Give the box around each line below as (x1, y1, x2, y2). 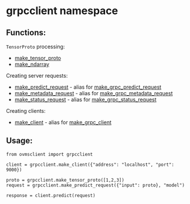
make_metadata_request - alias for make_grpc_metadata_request (14, 90, 173, 96)
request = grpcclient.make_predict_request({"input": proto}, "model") (6, 182, 185, 188)
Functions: (6, 28, 46, 38)
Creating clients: (6, 108, 46, 114)
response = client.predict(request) (6, 192, 96, 198)
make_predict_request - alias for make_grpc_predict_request (14, 83, 162, 91)
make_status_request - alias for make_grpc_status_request (14, 96, 157, 103)
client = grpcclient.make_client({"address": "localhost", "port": (6, 162, 175, 168)
